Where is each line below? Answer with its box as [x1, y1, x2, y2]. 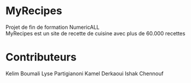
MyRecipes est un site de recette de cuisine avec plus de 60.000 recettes [5, 29, 186, 36]
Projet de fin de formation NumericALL [5, 24, 100, 31]
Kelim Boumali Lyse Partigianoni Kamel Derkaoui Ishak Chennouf [5, 69, 164, 77]
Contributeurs [5, 51, 77, 64]
